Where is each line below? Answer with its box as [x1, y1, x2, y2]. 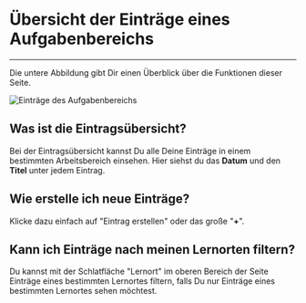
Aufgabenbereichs [9, 28, 155, 49]
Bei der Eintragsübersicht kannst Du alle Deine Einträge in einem [9, 145, 251, 156]
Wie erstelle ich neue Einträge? [9, 192, 190, 207]
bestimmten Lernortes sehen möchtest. [9, 286, 158, 297]
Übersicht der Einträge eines [9, 9, 230, 30]
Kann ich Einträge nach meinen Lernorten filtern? [9, 242, 296, 257]
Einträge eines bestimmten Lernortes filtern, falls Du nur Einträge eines [9, 276, 276, 287]
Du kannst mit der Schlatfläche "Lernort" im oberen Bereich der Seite [9, 266, 269, 277]
